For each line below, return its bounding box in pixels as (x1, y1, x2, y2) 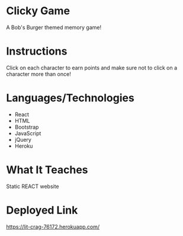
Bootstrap (14, 123, 39, 130)
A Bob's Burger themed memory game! (6, 24, 102, 31)
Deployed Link (6, 203, 78, 217)
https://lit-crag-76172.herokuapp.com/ (6, 223, 100, 230)
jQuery (14, 136, 31, 143)
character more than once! (6, 70, 71, 78)
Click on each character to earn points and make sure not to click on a (6, 64, 178, 71)
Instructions (6, 44, 68, 58)
